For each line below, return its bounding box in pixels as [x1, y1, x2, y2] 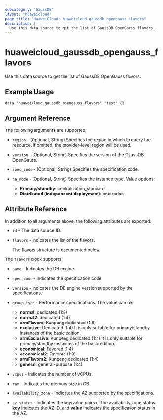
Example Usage [5, 88, 54, 96]
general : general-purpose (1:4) [19, 361, 83, 367]
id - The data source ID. [12, 227, 62, 233]
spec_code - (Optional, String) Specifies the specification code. [12, 166, 139, 172]
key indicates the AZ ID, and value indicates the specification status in [12, 405, 155, 411]
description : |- [5, 21, 38, 26]
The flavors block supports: [5, 256, 63, 262]
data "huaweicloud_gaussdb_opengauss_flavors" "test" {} [5, 100, 125, 106]
